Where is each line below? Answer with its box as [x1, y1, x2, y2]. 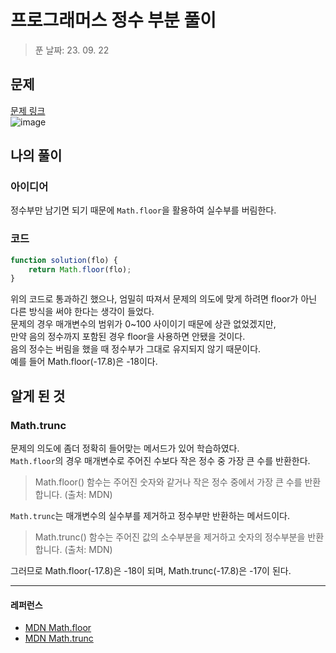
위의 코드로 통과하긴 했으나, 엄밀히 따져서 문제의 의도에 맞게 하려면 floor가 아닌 [10, 293, 318, 305]
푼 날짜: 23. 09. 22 [34, 44, 110, 56]
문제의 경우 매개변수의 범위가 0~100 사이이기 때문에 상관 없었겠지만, [10, 318, 277, 330]
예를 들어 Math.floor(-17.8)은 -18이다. [10, 356, 158, 368]
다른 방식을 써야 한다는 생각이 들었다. [10, 306, 155, 318]
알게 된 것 [10, 387, 66, 405]
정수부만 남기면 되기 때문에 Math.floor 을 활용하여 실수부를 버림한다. [10, 204, 277, 216]
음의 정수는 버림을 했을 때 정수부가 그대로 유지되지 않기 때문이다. [10, 343, 262, 355]
